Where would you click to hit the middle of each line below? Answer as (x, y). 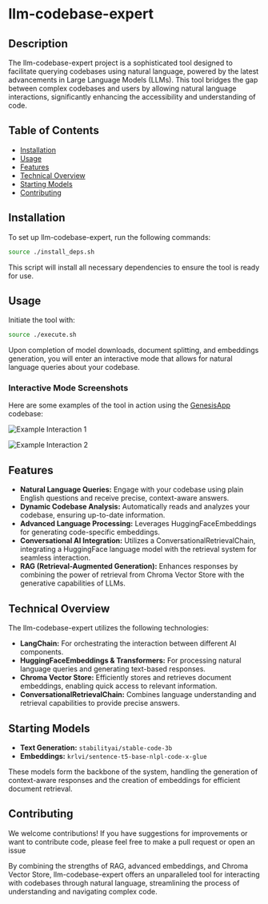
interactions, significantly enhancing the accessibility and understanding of (132, 97)
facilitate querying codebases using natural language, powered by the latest (134, 71)
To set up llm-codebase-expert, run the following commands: (110, 237)
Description (38, 44)
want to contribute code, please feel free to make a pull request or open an (132, 841)
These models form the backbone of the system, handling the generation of (133, 772)
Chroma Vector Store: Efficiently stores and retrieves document (126, 678)
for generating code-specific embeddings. (90, 532)
